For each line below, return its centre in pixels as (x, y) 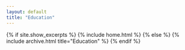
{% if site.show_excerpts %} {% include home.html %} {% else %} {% (93, 34)
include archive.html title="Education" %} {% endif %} (74, 41)
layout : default (26, 12)
